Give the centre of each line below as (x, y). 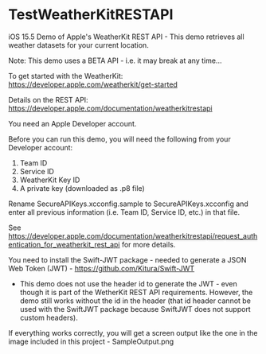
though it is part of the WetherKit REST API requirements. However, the (136, 292)
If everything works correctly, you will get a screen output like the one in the (133, 333)
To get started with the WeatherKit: (66, 76)
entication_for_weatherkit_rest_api (65, 244)
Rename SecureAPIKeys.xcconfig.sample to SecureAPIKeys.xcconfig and (128, 204)
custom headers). (49, 317)
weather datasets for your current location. (78, 45)
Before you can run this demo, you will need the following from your (119, 139)
